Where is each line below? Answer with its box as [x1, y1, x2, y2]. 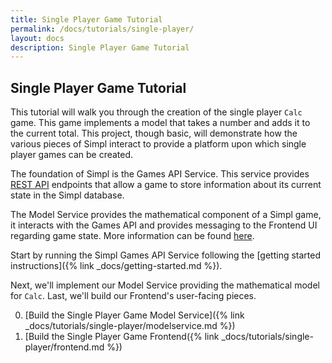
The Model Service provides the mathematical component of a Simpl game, [10, 209, 322, 221]
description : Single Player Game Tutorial [10, 42, 190, 53]
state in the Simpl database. [10, 189, 125, 201]
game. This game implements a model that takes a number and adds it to [10, 117, 311, 129]
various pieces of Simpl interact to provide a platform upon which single [10, 138, 307, 150]
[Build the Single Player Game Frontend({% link [24, 331, 220, 343]
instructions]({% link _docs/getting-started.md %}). [10, 260, 223, 272]
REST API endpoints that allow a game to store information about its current [10, 179, 322, 191]
